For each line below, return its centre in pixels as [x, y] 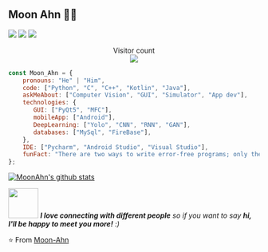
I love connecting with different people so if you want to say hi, [146, 215]
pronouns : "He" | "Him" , [64, 81]
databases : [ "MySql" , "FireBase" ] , [92, 132]
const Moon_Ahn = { [41, 73]
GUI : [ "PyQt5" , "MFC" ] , [73, 110]
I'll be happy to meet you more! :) [64, 224]
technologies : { [50, 103]
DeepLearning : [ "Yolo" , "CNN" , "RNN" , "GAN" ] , [112, 124]
